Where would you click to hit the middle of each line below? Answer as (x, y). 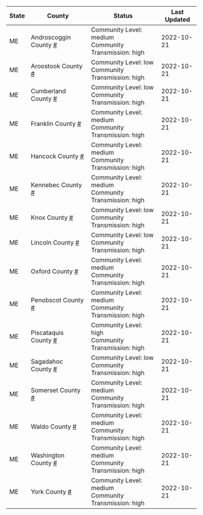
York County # (51, 492)
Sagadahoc (47, 361)
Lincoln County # (55, 243)
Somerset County (56, 390)
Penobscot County (57, 300)
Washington (48, 455)
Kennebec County (56, 185)
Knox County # (52, 218)
